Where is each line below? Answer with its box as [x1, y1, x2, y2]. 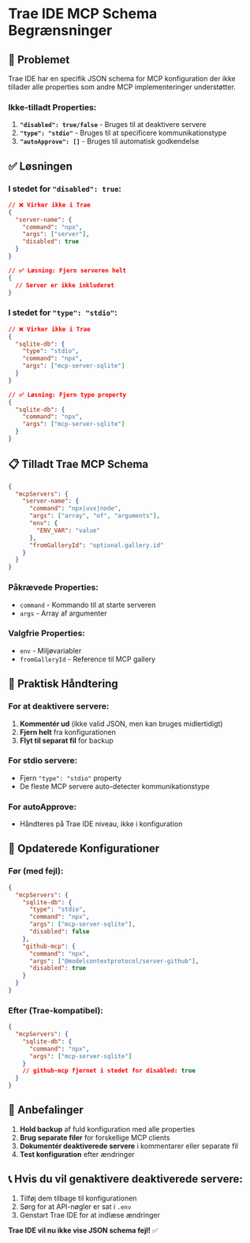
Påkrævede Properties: [8, 582, 99, 593]
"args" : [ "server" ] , [22, 230, 90, 238]
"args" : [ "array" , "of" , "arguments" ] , [28, 512, 160, 520]
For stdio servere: [8, 755, 77, 766]
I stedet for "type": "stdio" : [8, 307, 118, 318]
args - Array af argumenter [19, 608, 107, 618]
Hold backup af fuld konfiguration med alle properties [19, 1124, 196, 1133]
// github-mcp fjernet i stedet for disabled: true [22, 1067, 196, 1075]
